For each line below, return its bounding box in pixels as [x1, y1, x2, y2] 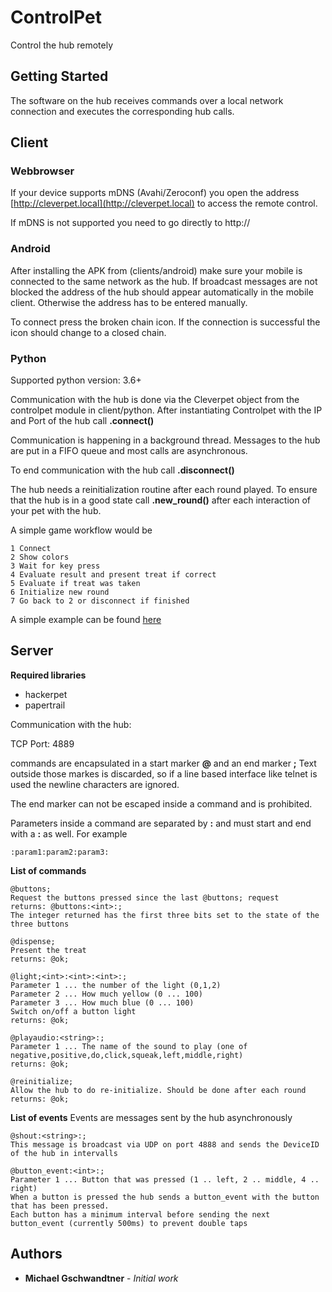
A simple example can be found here [10, 614, 162, 626]
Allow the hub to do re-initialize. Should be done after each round [10, 1085, 307, 1095]
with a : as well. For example [10, 827, 128, 840]
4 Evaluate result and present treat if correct [10, 570, 217, 580]
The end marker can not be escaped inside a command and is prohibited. [10, 797, 313, 810]
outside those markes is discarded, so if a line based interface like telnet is [10, 767, 318, 780]
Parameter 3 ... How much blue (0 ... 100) [10, 997, 195, 1008]
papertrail [24, 699, 66, 711]
